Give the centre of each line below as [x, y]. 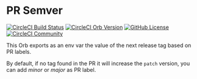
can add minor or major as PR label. [51, 69]
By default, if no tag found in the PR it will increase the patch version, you [98, 63]
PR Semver [34, 11]
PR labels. [19, 51]
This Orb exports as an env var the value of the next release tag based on [99, 45]
